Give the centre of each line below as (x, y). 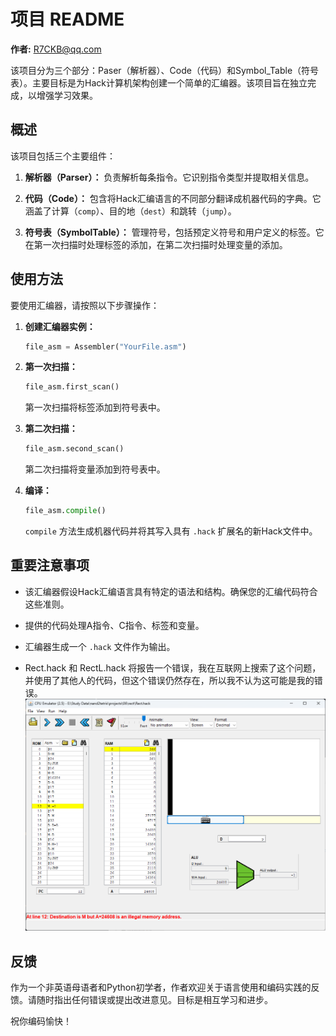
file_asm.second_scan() (74, 449)
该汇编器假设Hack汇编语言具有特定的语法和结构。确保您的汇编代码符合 (171, 591)
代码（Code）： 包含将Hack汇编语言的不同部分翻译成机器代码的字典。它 (173, 198)
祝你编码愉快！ (41, 1021)
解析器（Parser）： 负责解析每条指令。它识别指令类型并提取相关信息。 (169, 177)
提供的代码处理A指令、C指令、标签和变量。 (114, 625)
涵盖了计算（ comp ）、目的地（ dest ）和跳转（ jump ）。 (130, 211)
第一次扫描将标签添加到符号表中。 (95, 407)
